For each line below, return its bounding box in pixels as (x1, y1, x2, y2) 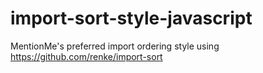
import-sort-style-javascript (10, 7, 253, 30)
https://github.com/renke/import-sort (10, 50, 163, 62)
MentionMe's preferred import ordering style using (10, 40, 220, 52)
